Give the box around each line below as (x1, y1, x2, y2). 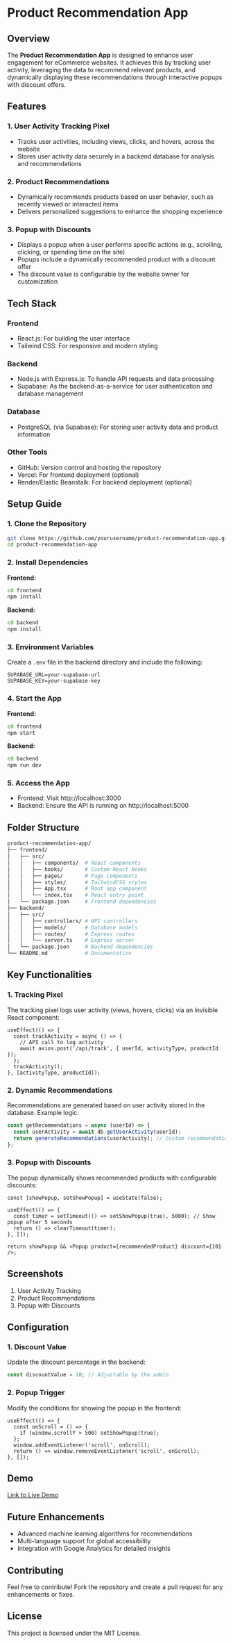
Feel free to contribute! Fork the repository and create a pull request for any (7, 1583, 223, 1591)
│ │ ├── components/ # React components (7, 859, 141, 866)
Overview (7, 33, 51, 44)
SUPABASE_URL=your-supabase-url (7, 672, 101, 678)
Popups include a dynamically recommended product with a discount (17, 255, 216, 263)
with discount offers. (7, 81, 67, 88)
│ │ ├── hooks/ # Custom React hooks (7, 865, 148, 873)
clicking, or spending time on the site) (17, 248, 126, 257)
